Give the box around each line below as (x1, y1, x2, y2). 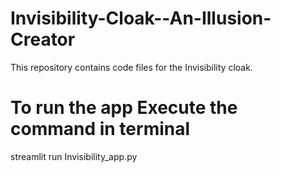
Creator (10, 28, 76, 51)
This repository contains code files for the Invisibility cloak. (10, 61, 253, 73)
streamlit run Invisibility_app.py (10, 150, 138, 162)
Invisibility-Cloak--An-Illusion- (10, 7, 272, 30)
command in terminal (10, 118, 191, 141)
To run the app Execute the (10, 97, 238, 119)
